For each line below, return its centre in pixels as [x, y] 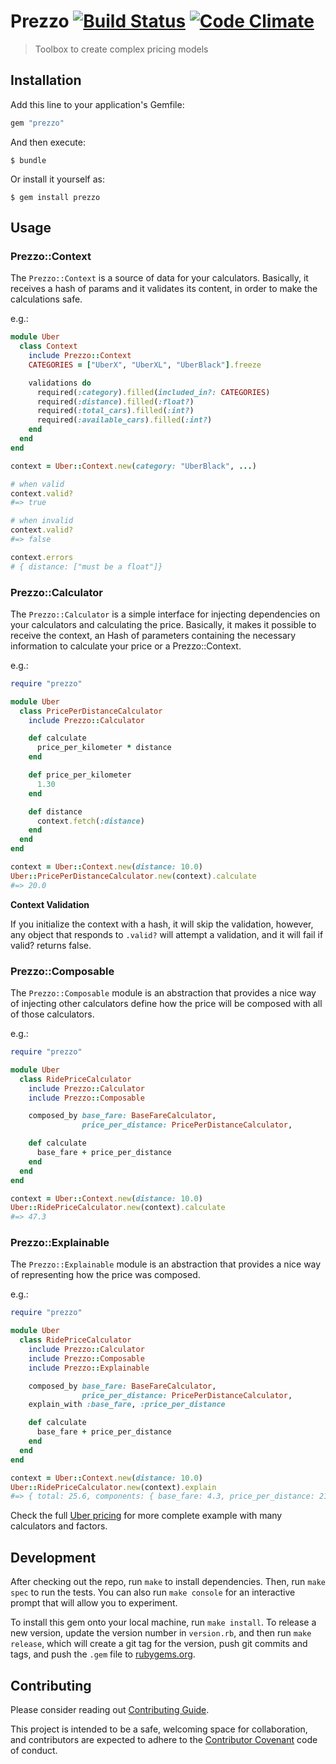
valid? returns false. [51, 945]
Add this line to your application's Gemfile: [97, 104]
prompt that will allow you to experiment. [94, 1603]
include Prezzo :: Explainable [89, 1368]
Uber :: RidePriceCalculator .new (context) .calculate [118, 1208]
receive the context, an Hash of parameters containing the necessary [153, 635]
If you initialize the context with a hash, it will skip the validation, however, [162, 924]
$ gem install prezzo [55, 197]
